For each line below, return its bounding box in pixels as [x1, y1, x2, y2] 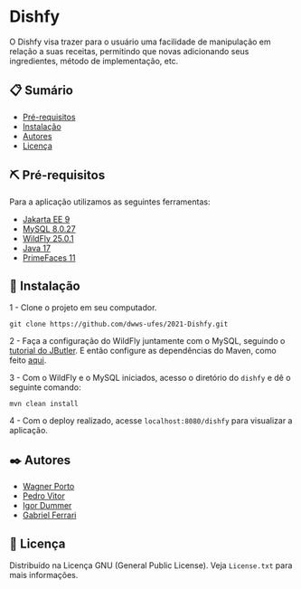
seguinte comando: [9, 382, 81, 393]
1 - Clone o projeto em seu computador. [9, 302, 157, 313]
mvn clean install [9, 400, 79, 409]
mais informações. [9, 570, 79, 580]
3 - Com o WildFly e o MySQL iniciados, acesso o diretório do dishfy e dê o [9, 373, 291, 384]
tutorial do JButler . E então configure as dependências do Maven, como [9, 346, 277, 356]
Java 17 [22, 242, 52, 253]
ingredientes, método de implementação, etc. [9, 55, 179, 66]
